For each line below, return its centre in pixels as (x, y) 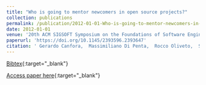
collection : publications (39, 18)
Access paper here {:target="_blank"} (53, 75)
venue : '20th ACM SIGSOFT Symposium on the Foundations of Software (96, 35)
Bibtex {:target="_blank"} (37, 63)
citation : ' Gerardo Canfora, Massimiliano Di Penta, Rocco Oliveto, (100, 46)
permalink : (20, 23)
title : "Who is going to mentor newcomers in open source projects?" (97, 12)
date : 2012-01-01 (29, 29)
